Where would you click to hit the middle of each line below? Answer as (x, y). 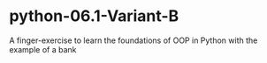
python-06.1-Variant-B (94, 16)
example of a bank (43, 49)
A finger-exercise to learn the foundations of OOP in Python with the (133, 40)
